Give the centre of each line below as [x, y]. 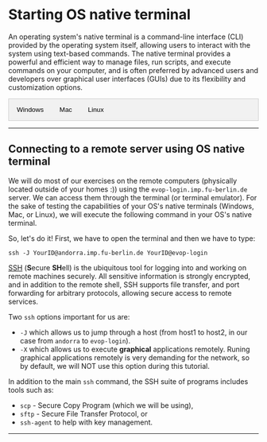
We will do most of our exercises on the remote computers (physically [123, 180]
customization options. [46, 87]
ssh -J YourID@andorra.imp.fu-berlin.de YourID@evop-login [108, 253]
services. [23, 301]
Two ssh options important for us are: [69, 316]
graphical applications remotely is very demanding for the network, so [135, 357]
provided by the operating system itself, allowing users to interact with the [130, 45]
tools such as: [31, 390]
